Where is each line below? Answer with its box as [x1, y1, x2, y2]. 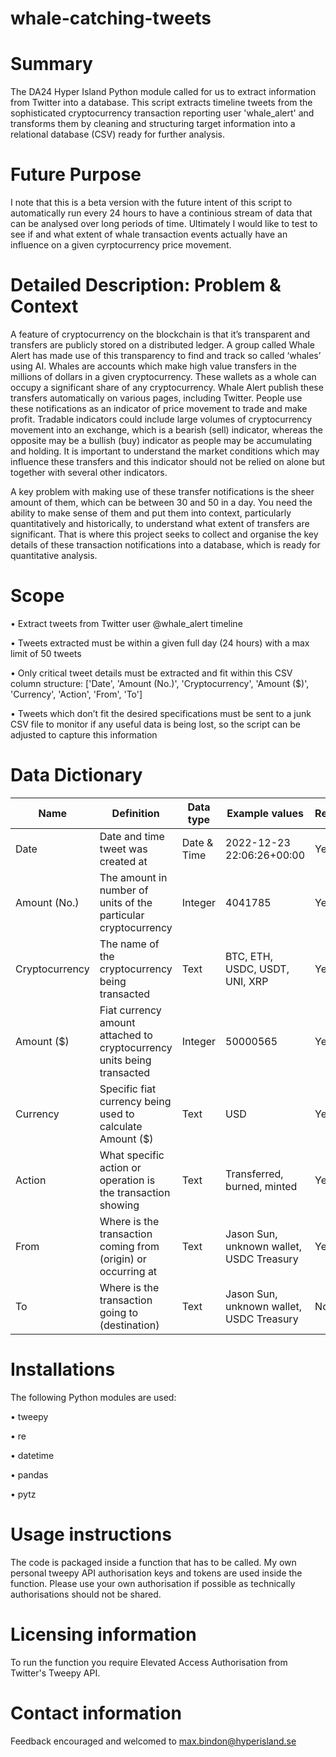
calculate [99, 1119, 143, 1133]
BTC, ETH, [225, 949, 273, 963]
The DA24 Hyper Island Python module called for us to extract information [10, 86, 317, 98]
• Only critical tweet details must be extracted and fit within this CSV [10, 667, 293, 679]
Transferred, [225, 1167, 284, 1181]
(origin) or [99, 1252, 147, 1266]
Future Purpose [10, 163, 142, 186]
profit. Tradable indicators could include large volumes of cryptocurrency [10, 413, 313, 425]
